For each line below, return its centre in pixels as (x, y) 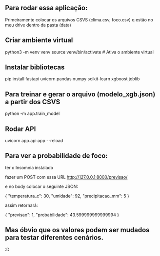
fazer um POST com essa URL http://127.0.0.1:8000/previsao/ (66, 177)
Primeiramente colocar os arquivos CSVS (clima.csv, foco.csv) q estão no (79, 19)
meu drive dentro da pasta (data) (38, 25)
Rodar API (20, 129)
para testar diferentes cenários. (54, 238)
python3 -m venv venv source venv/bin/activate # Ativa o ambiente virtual (79, 52)
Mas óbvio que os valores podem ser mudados (77, 230)
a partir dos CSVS (33, 102)
